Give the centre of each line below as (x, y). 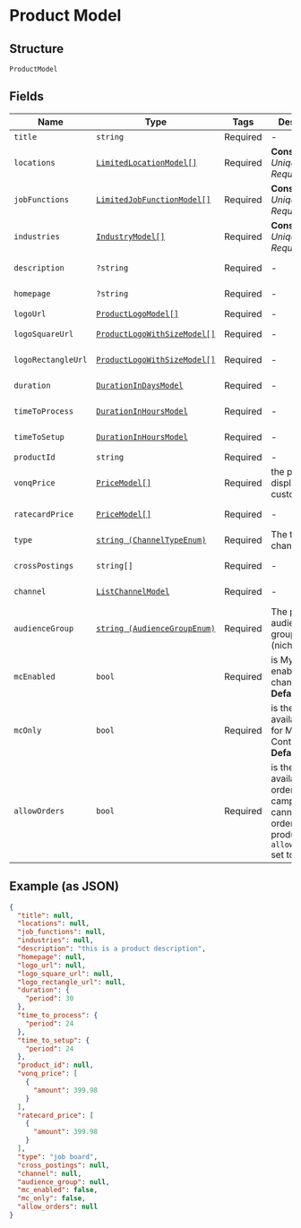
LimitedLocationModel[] (146, 163)
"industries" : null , (56, 940)
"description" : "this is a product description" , (112, 949)
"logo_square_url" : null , (66, 974)
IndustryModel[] (130, 236)
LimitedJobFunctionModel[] (153, 199)
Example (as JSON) (64, 886)
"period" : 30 (50, 999)
